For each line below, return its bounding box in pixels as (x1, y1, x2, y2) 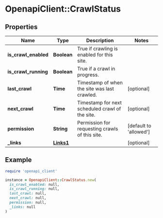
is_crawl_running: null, (9, 186, 60, 191)
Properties (5, 23, 38, 31)
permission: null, (9, 200, 47, 205)
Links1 (53, 139, 69, 146)
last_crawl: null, (9, 191, 47, 196)
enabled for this (77, 51, 113, 58)
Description (86, 37, 114, 44)
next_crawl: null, (9, 196, 47, 201)
